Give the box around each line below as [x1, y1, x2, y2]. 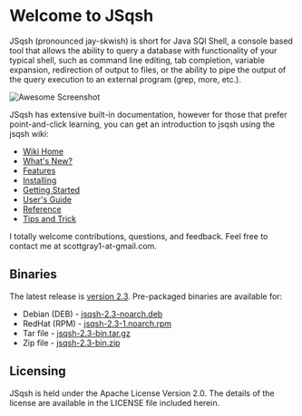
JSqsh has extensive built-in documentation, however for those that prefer [9, 109, 287, 120]
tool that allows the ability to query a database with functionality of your [9, 44, 278, 55]
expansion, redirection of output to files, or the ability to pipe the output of [9, 64, 287, 75]
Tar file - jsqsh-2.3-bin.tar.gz [22, 327, 132, 338]
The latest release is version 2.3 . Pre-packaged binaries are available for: [9, 291, 283, 302]
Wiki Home [22, 146, 64, 157]
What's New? [22, 155, 73, 166]
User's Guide [22, 194, 73, 205]
